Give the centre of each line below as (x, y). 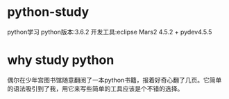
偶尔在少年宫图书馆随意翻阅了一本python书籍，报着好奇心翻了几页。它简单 (114, 80)
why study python (61, 60)
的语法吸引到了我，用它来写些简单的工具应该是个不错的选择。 (95, 88)
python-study (48, 12)
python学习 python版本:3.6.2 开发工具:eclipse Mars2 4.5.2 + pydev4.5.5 (110, 32)
